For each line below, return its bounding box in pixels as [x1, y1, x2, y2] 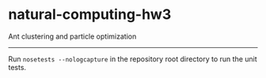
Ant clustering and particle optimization [8, 32, 137, 41]
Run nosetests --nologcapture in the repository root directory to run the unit [8, 54, 257, 64]
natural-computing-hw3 [8, 6, 172, 24]
